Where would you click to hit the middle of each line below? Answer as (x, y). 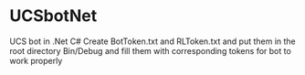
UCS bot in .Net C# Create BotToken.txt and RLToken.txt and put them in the (153, 41)
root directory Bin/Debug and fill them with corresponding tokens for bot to (151, 50)
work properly (36, 60)
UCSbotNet (53, 16)
